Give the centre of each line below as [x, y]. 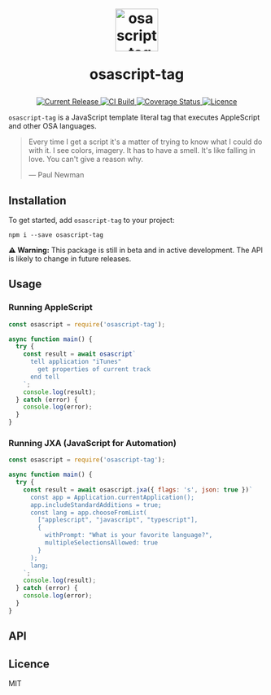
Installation [37, 201]
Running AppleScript [50, 308]
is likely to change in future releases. [70, 259]
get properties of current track [94, 369]
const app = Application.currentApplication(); [112, 497]
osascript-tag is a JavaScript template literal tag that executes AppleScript [134, 117]
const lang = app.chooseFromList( [89, 513]
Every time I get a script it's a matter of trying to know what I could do [145, 142]
